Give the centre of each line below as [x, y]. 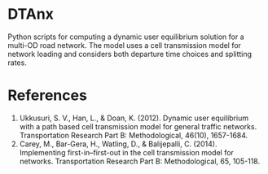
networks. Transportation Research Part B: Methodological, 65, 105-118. [140, 161]
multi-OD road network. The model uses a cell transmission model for [125, 45]
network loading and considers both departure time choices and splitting [130, 54]
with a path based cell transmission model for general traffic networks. [138, 126]
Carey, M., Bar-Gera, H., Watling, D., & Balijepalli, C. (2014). [118, 144]
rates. [18, 63]
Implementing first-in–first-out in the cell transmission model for [126, 152]
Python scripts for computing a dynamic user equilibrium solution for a [126, 37]
